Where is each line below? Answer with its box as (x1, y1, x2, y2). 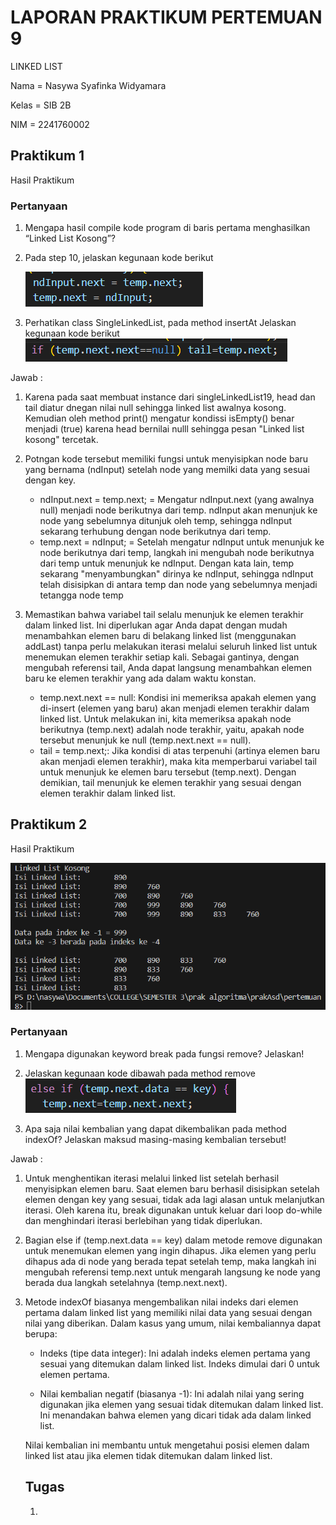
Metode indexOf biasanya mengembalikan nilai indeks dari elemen (24, 1296, 299, 1308)
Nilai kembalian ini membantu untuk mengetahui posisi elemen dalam (24, 1439, 310, 1451)
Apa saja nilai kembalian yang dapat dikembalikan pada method (24, 1122, 287, 1135)
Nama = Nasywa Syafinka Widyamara (10, 79, 167, 91)
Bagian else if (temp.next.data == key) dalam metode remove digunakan (24, 1234, 323, 1246)
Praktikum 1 (10, 147, 85, 165)
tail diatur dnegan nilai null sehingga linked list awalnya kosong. (24, 402, 287, 414)
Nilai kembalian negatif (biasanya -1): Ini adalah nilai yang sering (39, 1387, 305, 1400)
